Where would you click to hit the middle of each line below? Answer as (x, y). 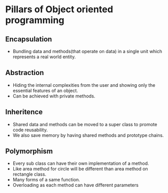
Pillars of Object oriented (59, 9)
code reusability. (30, 130)
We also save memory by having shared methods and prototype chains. (88, 135)
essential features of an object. (45, 90)
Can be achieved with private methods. (54, 96)
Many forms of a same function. (46, 180)
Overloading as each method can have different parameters (76, 185)
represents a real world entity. (44, 57)
